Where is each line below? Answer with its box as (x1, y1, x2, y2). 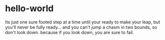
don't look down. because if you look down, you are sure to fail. (5, 29, 134, 35)
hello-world (5, 3, 54, 14)
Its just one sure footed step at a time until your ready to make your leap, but (5, 19, 160, 25)
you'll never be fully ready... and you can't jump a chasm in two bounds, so (5, 24, 158, 30)
